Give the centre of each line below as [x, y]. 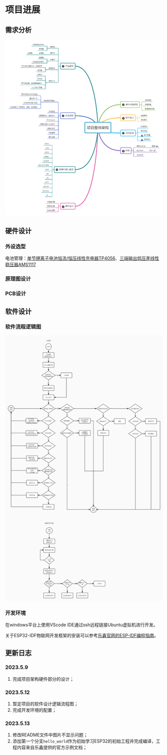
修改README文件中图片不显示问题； [50, 735]
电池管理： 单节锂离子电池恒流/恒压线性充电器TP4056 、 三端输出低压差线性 [82, 258]
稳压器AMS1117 [21, 265]
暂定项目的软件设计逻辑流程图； [45, 704]
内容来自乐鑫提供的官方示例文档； [52, 747]
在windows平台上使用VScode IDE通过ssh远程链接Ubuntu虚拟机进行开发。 [82, 625]
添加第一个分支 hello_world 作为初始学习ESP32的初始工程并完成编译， [84, 741]
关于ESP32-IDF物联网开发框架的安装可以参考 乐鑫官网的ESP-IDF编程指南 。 [82, 636]
